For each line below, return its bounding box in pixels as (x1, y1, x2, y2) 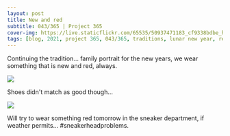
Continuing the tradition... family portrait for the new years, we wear (7, 54, 199, 63)
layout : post (7, 10, 44, 17)
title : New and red (7, 16, 63, 23)
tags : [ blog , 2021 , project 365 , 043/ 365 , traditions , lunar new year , (7, 36, 216, 43)
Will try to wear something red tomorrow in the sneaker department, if (7, 114, 204, 122)
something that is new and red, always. (7, 62, 118, 70)
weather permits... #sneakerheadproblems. (7, 122, 129, 130)
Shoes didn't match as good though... (7, 88, 114, 96)
